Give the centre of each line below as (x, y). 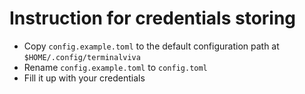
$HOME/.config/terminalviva (82, 57)
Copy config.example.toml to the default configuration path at (151, 46)
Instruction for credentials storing (153, 18)
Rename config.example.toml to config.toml (115, 67)
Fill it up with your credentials (84, 78)
